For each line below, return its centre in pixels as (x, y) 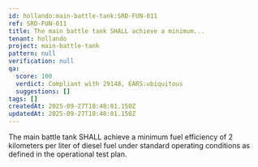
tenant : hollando (38, 39)
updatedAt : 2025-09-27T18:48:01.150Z (72, 114)
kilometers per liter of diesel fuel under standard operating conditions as (129, 146)
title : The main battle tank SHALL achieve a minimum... (107, 31)
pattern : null (32, 54)
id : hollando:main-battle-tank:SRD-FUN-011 (83, 16)
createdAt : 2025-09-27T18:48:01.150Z (72, 106)
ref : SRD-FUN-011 (38, 24)
